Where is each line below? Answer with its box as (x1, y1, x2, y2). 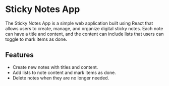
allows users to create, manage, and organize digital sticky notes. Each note (5, 25, 163, 31)
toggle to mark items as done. (5, 36, 67, 42)
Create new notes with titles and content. (12, 64, 98, 70)
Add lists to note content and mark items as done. (12, 69, 116, 75)
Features (5, 51, 34, 59)
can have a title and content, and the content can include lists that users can (5, 31, 164, 37)
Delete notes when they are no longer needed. (12, 74, 109, 81)
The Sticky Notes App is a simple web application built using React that (5, 20, 153, 26)
